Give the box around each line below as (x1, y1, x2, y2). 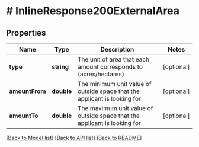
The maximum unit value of (77, 104, 153, 112)
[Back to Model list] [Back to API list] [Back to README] (6, 135, 142, 141)
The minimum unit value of (77, 80, 152, 88)
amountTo (9, 111, 38, 120)
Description (100, 46, 134, 53)
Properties (6, 28, 46, 38)
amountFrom (9, 87, 46, 95)
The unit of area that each (77, 55, 150, 63)
